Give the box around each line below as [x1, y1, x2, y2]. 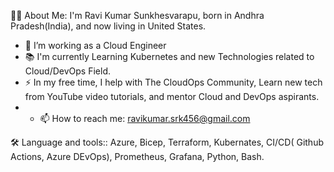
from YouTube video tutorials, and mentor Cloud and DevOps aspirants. [24, 91, 320, 102]
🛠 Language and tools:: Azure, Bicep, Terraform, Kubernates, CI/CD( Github [10, 136, 324, 148]
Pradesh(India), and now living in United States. [10, 20, 207, 32]
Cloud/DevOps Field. [24, 65, 111, 77]
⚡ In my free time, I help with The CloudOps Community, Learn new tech [24, 76, 323, 88]
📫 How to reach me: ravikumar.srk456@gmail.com [39, 113, 251, 124]
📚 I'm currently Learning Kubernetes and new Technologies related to [24, 51, 315, 62]
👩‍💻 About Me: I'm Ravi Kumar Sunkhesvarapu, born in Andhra [10, 10, 265, 21]
